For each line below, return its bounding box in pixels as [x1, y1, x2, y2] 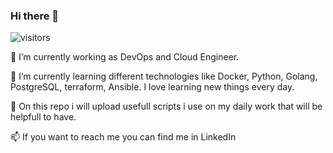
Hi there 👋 [10, 9, 60, 23]
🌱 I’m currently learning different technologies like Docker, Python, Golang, [10, 70, 318, 83]
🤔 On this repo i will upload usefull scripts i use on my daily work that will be [10, 100, 323, 113]
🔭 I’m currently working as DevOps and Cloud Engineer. [10, 51, 240, 63]
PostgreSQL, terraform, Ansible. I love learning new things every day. [10, 81, 295, 93]
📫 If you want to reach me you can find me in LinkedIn [10, 131, 237, 143]
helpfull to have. [10, 111, 77, 123]
